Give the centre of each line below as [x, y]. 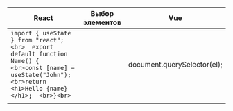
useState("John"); [41, 75]
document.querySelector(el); [175, 64]
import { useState [41, 33]
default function [39, 54]
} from [21, 40]
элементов [102, 22]
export [43, 47]
